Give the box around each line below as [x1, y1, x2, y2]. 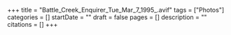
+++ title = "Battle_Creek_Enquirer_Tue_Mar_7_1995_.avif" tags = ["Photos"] [7, 6, 225, 14]
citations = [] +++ [7, 21, 58, 28]
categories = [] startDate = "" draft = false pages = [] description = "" [7, 13, 208, 21]
